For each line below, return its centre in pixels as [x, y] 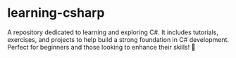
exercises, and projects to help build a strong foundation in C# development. [118, 39]
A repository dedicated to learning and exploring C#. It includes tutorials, [113, 32]
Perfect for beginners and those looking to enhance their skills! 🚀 [101, 47]
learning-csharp [56, 13]
